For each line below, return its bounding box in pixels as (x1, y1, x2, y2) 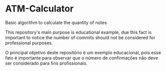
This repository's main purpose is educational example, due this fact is (5, 29, 152, 35)
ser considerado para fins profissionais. (5, 60, 88, 66)
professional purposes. (5, 39, 53, 45)
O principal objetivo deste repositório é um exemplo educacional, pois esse (5, 49, 161, 55)
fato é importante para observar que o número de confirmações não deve (5, 54, 158, 60)
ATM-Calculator (5, 3, 74, 14)
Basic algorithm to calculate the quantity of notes (5, 19, 107, 25)
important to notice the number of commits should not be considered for (5, 34, 155, 40)
